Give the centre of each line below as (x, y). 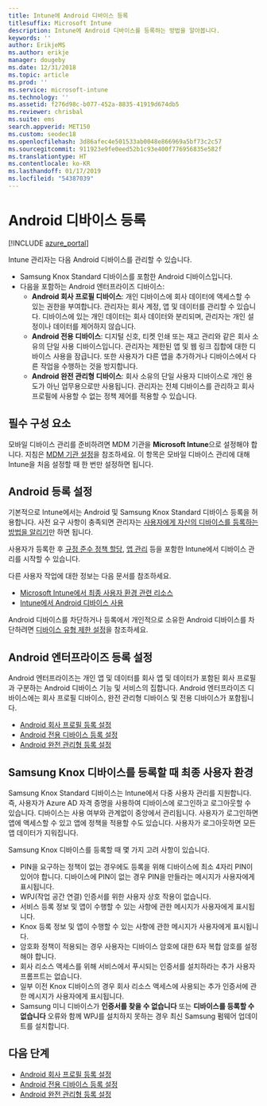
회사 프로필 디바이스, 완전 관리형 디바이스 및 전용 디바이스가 (134, 698)
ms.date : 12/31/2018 (43, 68)
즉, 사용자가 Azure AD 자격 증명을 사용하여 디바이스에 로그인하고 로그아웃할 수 (130, 803)
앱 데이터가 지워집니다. (43, 833)
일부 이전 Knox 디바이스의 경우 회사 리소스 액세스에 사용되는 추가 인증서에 (134, 986)
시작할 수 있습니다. (52, 559)
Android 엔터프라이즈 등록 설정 (80, 657)
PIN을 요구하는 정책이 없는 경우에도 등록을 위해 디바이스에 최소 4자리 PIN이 (136, 867)
